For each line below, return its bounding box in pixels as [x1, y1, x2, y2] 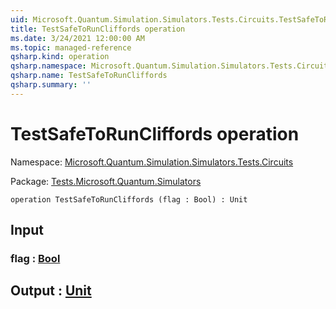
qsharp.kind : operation [10, 52, 110, 62]
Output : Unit [10, 282, 92, 300]
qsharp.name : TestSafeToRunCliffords [10, 71, 168, 81]
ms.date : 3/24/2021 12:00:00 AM [10, 33, 145, 43]
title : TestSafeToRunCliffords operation [10, 24, 186, 34]
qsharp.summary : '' [10, 80, 92, 90]
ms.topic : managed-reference [10, 42, 132, 53]
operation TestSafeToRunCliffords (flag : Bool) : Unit [10, 194, 248, 205]
